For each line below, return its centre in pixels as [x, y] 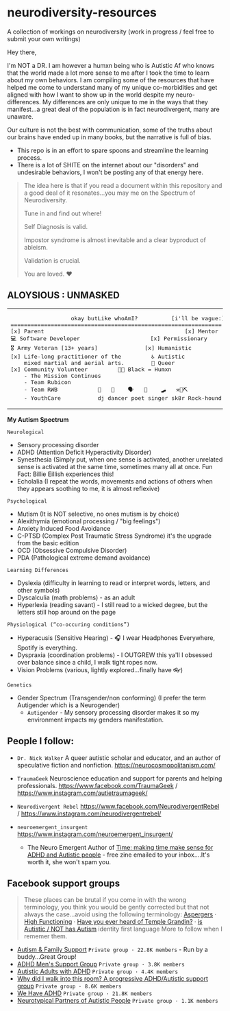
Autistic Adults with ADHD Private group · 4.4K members [98, 971]
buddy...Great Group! [47, 957]
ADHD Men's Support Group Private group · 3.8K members [101, 964]
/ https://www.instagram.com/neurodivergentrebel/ [89, 813]
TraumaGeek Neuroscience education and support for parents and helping [119, 778]
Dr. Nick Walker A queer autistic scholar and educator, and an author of [119, 758]
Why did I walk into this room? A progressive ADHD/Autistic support [113, 979]
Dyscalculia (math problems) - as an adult [76, 597]
